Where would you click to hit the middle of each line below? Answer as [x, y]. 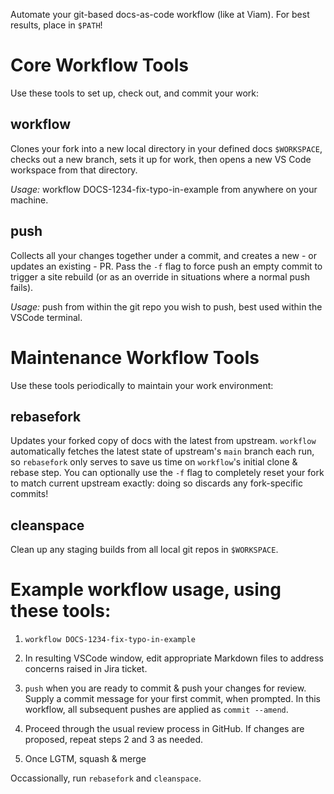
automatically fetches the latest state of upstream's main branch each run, [162, 451]
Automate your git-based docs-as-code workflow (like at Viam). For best [160, 14]
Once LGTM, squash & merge [85, 759]
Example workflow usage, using [146, 590]
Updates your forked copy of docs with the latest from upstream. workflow [163, 441]
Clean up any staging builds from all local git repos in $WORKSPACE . [144, 550]
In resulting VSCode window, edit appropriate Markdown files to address [174, 658]
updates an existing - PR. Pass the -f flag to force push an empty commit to [166, 266]
